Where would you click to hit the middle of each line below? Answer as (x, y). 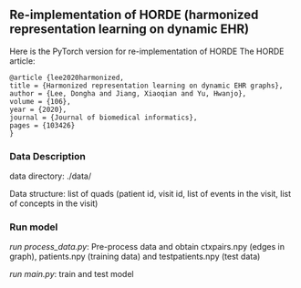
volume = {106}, (40, 101)
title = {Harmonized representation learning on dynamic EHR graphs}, (146, 86)
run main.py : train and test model (72, 274)
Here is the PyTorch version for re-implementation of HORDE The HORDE (147, 51)
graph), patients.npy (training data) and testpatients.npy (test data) (135, 257)
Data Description (48, 156)
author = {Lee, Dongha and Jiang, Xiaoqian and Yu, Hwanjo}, (128, 93)
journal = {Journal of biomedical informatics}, (104, 118)
